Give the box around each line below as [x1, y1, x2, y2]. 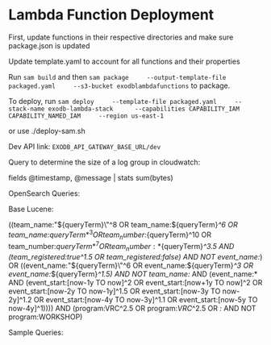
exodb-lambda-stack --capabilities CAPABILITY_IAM [48, 105, 240, 113]
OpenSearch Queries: [8, 188, 81, 198]
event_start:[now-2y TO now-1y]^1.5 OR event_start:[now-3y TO [8, 286, 221, 296]
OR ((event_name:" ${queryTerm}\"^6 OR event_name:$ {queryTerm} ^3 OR [8, 260, 254, 270]
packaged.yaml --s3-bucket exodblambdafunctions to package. [8, 81, 231, 90]
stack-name [8, 105, 45, 113]
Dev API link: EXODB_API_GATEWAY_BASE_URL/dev [8, 141, 161, 151]
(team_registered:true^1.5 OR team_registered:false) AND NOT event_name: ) [8, 251, 263, 261]
